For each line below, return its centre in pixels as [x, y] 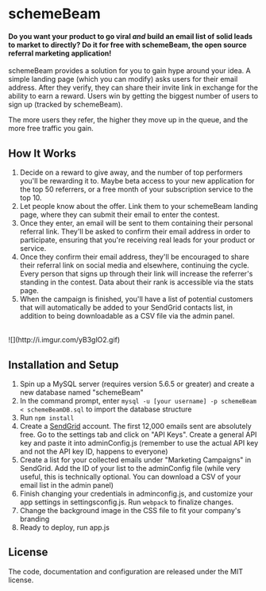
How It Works [42, 153]
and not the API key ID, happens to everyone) [94, 452]
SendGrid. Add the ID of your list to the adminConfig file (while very [130, 469]
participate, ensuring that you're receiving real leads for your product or [137, 240]
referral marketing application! [60, 53]
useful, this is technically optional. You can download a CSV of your [130, 477]
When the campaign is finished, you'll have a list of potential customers [136, 299]
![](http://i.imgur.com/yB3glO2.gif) [64, 340]
